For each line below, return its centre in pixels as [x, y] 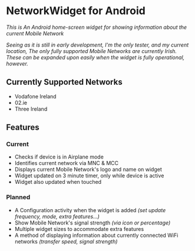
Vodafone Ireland [36, 96]
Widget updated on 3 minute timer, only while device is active [89, 176]
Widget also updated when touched [58, 182]
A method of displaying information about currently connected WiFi [96, 235]
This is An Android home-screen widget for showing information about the [97, 27]
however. [17, 64]
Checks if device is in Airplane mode [59, 157]
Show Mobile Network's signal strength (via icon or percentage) [92, 223]
